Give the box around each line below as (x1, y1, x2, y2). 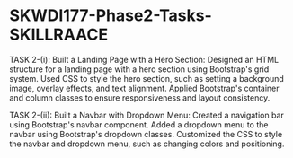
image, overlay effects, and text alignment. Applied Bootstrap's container (9, 83, 280, 93)
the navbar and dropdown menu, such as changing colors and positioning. (9, 138, 285, 149)
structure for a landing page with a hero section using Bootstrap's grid (9, 64, 270, 75)
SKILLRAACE (9, 24, 109, 45)
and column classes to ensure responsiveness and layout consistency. (9, 92, 271, 103)
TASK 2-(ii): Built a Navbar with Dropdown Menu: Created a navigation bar (9, 110, 285, 120)
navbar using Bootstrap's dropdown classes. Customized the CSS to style (9, 128, 283, 139)
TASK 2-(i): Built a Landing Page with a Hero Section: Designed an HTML (9, 54, 280, 65)
